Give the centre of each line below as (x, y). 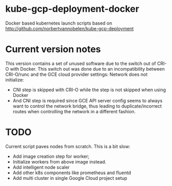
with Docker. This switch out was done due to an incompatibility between (88, 69)
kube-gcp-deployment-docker (72, 9)
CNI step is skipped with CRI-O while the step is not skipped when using (89, 90)
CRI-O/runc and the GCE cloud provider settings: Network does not (77, 74)
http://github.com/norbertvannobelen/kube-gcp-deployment (70, 28)
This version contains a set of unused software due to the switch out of (81, 63)
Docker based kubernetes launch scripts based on (59, 23)
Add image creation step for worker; (51, 156)
